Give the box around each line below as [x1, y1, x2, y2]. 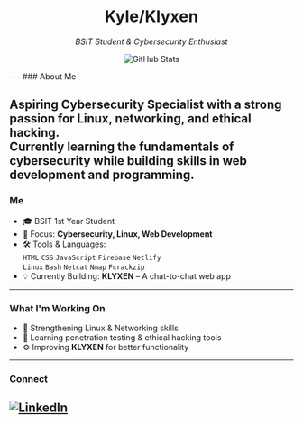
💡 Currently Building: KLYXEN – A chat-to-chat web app [22, 270, 232, 281]
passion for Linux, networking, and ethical [9, 111, 252, 127]
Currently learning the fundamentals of [9, 140, 234, 155]
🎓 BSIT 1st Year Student [22, 215, 115, 226]
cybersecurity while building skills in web [9, 153, 248, 168]
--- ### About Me [9, 70, 77, 82]
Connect [9, 372, 48, 384]
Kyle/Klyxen [105, 6, 198, 27]
